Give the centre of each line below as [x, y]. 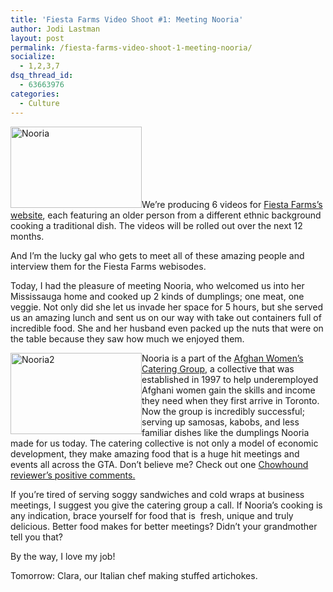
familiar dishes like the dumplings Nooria [225, 432]
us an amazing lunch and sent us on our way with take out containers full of [166, 317]
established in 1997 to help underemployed [230, 379]
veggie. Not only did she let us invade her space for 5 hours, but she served [166, 307]
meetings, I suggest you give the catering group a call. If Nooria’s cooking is [166, 505]
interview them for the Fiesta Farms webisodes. [108, 266]
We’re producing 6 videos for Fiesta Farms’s [232, 204]
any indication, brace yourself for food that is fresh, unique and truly [152, 515]
